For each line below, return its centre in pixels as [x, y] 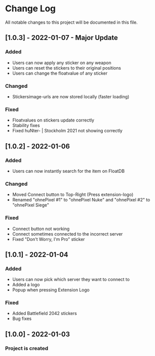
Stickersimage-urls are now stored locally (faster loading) [71, 96]
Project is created [27, 348]
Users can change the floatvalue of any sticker [60, 73]
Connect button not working [41, 229]
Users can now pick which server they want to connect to [71, 279]
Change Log [30, 9]
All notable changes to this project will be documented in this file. [72, 22]
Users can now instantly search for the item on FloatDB [68, 171]
